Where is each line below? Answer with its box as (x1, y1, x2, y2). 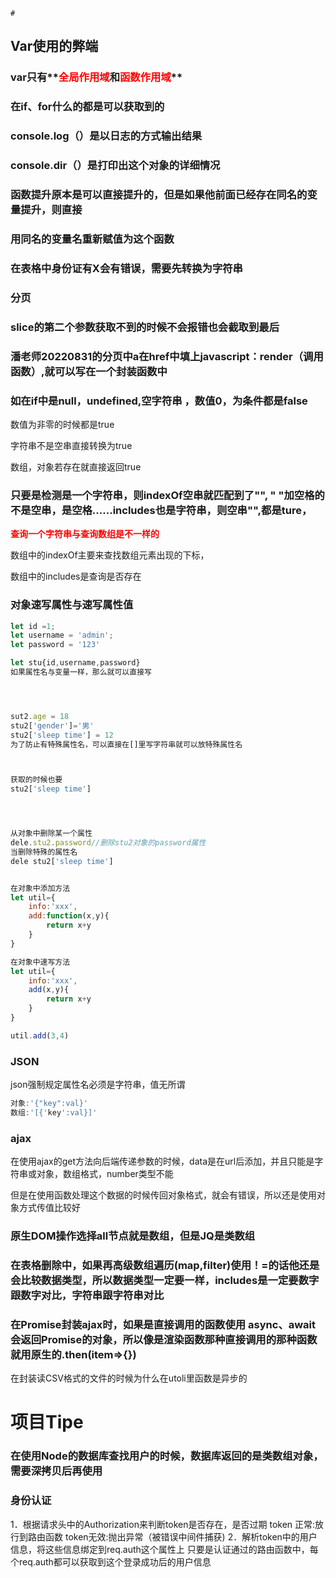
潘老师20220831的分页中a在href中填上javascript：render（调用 (10, 349, 324, 363)
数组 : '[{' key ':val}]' (10, 1107, 98, 1118)
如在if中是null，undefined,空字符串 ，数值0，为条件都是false (10, 394, 308, 408)
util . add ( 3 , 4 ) (10, 1030, 70, 1041)
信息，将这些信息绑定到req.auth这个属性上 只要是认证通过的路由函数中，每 (10, 1543, 319, 1555)
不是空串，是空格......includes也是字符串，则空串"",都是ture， (10, 503, 313, 517)
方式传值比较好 (18, 1202, 81, 1214)
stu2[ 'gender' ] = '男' (10, 720, 95, 731)
